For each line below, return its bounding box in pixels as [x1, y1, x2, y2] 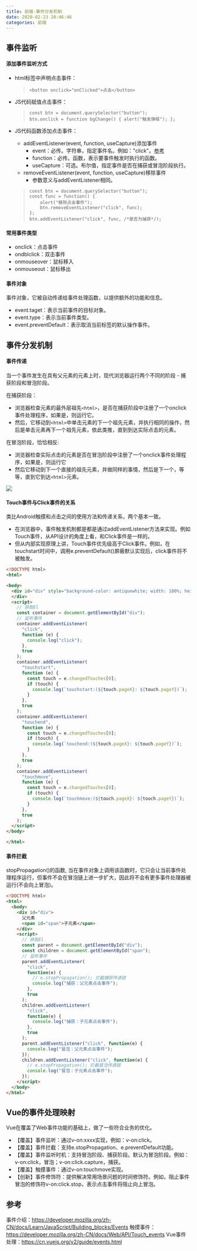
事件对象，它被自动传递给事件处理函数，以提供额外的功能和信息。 [6, 294, 165, 301]
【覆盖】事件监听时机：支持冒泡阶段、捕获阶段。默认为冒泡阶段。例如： [14, 1151, 189, 1158]
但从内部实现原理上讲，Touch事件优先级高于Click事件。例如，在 [14, 540, 171, 547]
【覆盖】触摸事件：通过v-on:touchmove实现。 [14, 1166, 127, 1173]
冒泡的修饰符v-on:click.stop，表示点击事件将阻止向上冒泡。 [14, 1180, 159, 1188]
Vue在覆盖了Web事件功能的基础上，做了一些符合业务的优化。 [6, 1124, 155, 1131]
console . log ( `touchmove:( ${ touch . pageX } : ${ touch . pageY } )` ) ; [32, 796, 185, 802]
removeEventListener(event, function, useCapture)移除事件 [23, 169, 167, 176]
